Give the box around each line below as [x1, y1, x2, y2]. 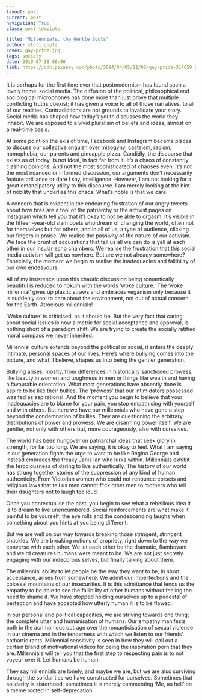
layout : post [6, 8, 39, 15]
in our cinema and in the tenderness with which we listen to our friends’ [6, 630, 183, 638]
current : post [6, 14, 42, 20]
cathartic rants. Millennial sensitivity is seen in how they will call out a [6, 636, 178, 644]
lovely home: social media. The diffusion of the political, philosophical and [6, 87, 189, 94]
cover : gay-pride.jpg [6, 47, 61, 54]
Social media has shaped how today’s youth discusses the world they [6, 112, 179, 120]
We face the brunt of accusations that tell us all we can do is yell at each [6, 238, 186, 245]
